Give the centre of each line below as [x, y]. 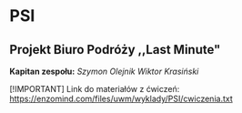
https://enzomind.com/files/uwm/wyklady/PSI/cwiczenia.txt [121, 98]
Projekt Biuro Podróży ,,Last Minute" [115, 50]
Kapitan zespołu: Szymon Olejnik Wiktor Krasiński [104, 71]
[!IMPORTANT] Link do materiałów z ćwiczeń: [95, 89]
